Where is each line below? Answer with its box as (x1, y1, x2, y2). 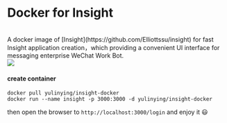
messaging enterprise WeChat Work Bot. (7, 51, 124, 60)
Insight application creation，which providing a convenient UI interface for (7, 43, 220, 51)
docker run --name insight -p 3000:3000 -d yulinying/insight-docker (7, 96, 213, 103)
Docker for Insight (7, 5, 113, 21)
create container (7, 74, 57, 83)
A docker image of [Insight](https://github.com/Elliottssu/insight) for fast (7, 35, 214, 43)
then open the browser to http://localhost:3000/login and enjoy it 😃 (7, 108, 208, 116)
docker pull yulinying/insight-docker (7, 90, 119, 97)
